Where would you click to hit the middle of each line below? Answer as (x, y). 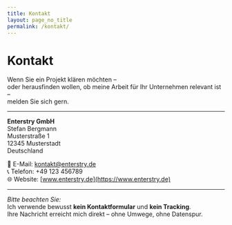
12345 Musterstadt (34, 144)
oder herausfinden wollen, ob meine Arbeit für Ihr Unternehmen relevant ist (114, 87)
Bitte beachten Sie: (34, 199)
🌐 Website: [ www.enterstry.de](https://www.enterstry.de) (89, 179)
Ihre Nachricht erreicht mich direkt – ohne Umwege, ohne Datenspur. (105, 214)
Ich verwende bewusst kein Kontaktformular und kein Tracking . (99, 207)
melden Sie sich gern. (38, 101)
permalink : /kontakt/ (38, 26)
